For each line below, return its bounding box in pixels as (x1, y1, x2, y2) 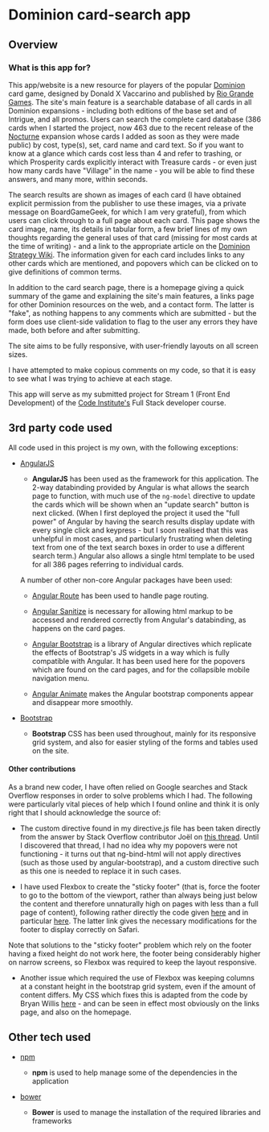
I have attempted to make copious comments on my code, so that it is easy (8, 365, 256, 375)
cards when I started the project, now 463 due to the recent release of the (8, 122, 255, 132)
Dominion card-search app (8, 6, 191, 24)
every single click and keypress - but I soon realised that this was (31, 525, 249, 535)
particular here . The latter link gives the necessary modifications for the (19, 916, 258, 926)
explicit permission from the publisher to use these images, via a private (8, 198, 247, 208)
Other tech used (8, 1030, 92, 1044)
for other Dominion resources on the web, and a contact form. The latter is (8, 300, 255, 309)
